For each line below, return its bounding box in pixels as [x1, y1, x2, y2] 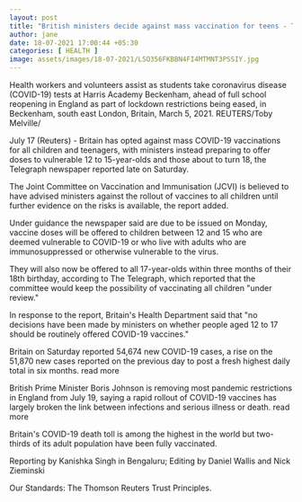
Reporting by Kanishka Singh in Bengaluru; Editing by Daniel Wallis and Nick [9, 455, 290, 466]
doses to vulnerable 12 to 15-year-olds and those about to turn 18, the [9, 154, 267, 164]
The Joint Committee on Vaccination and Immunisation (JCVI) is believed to [9, 181, 289, 191]
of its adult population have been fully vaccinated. [32, 438, 218, 449]
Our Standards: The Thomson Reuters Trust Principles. [9, 482, 212, 493]
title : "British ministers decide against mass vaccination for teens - [9, 22, 288, 31]
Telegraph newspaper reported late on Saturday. [9, 163, 190, 174]
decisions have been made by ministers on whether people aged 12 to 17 [9, 320, 279, 330]
